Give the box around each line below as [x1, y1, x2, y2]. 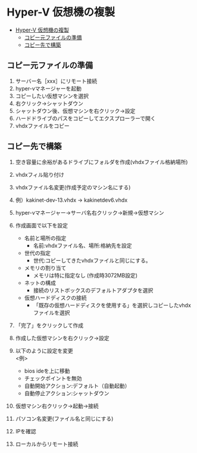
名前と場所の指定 [24, 234, 67, 242]
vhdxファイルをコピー [15, 122, 70, 129]
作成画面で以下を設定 [15, 221, 68, 229]
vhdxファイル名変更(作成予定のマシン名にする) [15, 183, 131, 191]
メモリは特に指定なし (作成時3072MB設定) [33, 272, 138, 279]
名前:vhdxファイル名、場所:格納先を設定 [33, 242, 132, 249]
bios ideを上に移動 [24, 367, 70, 374]
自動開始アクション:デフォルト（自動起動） [24, 382, 130, 389]
